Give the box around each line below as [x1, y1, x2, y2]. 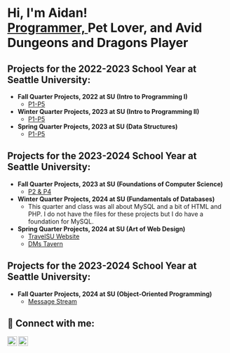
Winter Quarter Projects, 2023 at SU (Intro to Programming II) [17, 108, 200, 115]
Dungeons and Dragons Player [7, 35, 189, 51]
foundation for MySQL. [27, 217, 94, 226]
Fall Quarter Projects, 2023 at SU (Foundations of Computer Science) [17, 179, 223, 188]
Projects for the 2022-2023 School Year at [7, 63, 197, 75]
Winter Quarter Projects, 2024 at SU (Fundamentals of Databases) [17, 195, 215, 203]
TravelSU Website [27, 232, 80, 240]
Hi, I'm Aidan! [7, 5, 88, 21]
